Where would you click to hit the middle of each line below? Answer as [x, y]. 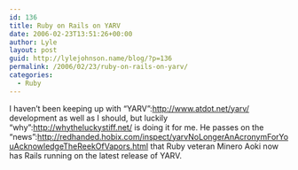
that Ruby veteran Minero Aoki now [215, 146]
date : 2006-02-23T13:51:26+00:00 [71, 34]
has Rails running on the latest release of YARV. [95, 155]
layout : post [33, 50]
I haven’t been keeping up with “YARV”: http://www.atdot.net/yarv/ [129, 108]
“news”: [24, 136]
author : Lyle [33, 42]
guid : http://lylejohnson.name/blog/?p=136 [91, 58]
